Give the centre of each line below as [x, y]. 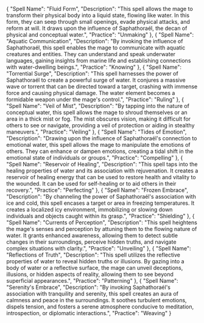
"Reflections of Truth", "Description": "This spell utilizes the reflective [93, 255]
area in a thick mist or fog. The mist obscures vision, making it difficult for [98, 119]
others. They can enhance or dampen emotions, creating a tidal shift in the [100, 151]
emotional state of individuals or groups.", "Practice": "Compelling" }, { [95, 158]
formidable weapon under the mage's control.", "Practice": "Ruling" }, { [95, 99]
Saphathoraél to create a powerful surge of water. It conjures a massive [96, 80]
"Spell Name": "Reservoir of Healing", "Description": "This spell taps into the [102, 164]
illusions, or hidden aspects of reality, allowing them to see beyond [90, 274]
